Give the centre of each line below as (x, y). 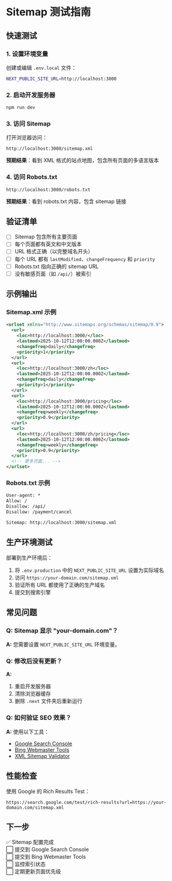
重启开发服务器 (33, 686)
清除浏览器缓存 (33, 694)
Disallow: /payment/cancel (39, 512)
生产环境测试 (29, 542)
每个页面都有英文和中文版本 (48, 244)
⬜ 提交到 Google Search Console (48, 849)
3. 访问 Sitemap (28, 123)
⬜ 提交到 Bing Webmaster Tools (46, 857)
